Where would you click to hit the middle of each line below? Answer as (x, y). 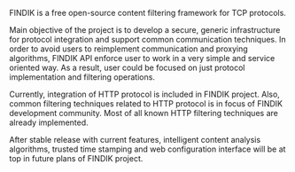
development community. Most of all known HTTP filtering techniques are (144, 113)
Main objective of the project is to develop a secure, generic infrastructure (145, 30)
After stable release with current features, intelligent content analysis (135, 140)
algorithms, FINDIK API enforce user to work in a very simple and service (142, 58)
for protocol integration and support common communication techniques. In (147, 39)
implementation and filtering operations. (82, 77)
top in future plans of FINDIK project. (76, 158)
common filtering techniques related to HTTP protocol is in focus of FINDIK (146, 104)
